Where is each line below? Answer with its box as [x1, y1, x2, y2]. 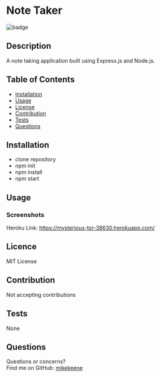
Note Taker [6, 4, 63, 17]
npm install [14, 169, 43, 176]
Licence [6, 241, 37, 252]
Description [6, 41, 51, 51]
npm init [14, 162, 36, 169]
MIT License [6, 257, 37, 265]
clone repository [14, 156, 56, 163]
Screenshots [6, 210, 45, 219]
